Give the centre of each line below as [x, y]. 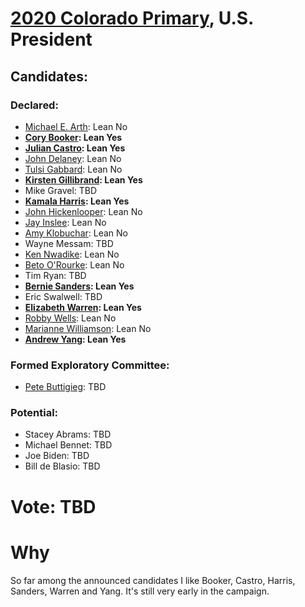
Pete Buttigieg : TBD [65, 387]
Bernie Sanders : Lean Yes [79, 286]
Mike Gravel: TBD [61, 190]
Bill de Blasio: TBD [62, 466]
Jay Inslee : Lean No [65, 222]
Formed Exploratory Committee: [90, 365]
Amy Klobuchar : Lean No [76, 233]
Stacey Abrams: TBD [68, 434]
